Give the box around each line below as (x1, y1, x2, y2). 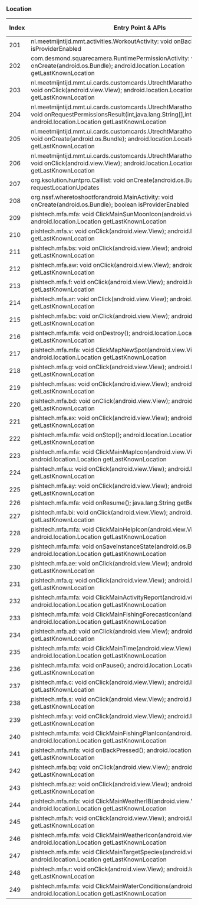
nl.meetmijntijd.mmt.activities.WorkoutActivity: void (31, 37, 173, 45)
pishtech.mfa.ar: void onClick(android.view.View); (31, 295, 169, 303)
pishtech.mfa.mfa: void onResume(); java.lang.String (31, 499, 176, 507)
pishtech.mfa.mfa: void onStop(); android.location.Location (31, 431, 194, 439)
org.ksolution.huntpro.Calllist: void (31, 176, 126, 184)
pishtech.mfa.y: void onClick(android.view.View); (31, 712, 166, 721)
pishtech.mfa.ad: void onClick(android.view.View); (31, 627, 170, 636)
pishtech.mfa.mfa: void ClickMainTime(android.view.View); (31, 644, 193, 653)
